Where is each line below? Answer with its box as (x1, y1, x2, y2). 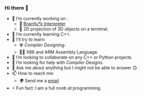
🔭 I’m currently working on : (11, 16, 68, 22)
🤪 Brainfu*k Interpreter (19, 21, 66, 27)
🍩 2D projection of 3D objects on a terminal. (19, 26, 109, 32)
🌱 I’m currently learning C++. (11, 32, 71, 37)
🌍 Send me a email (19, 78, 59, 84)
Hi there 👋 (4, 4, 29, 11)
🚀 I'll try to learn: (11, 36, 46, 42)
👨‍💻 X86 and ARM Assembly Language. (19, 49, 98, 55)
